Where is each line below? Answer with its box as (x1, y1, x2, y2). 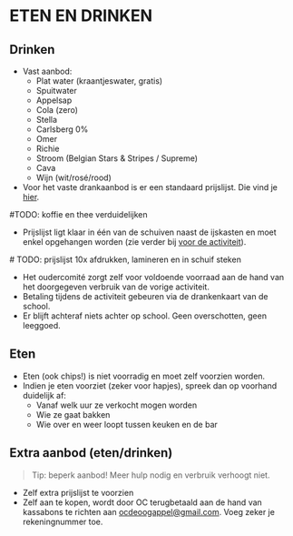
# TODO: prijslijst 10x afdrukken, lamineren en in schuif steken (9, 254, 242, 265)
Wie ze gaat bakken (35, 409, 111, 420)
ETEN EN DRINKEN (9, 5, 152, 26)
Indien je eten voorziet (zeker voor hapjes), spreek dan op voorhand (22, 379, 278, 391)
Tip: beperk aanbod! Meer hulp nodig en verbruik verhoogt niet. (31, 470, 270, 480)
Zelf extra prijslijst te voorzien (22, 487, 134, 498)
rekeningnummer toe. (22, 516, 103, 527)
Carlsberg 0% (35, 124, 89, 135)
